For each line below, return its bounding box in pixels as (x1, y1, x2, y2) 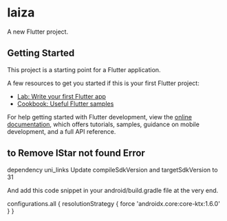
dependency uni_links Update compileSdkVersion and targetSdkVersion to (7, 165, 218, 174)
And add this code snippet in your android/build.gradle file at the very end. (7, 186, 219, 194)
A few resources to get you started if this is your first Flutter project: (7, 79, 199, 87)
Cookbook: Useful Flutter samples (17, 100, 114, 108)
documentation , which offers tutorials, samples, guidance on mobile (7, 120, 199, 128)
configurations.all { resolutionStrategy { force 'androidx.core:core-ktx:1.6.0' (7, 199, 220, 207)
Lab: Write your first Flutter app (17, 92, 107, 100)
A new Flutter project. (7, 27, 69, 36)
